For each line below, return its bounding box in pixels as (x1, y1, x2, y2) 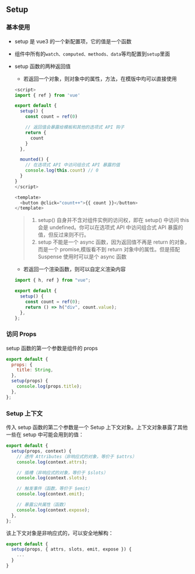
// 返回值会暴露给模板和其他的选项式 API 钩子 (25, 124, 124, 131)
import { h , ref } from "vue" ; (14, 278, 91, 283)
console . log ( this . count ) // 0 (25, 168, 99, 173)
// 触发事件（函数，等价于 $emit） (16, 486, 92, 491)
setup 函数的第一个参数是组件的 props (6, 344, 98, 351)
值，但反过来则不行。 (37, 231, 89, 238)
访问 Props (6, 330, 37, 339)
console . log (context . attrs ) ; (16, 459, 88, 465)
